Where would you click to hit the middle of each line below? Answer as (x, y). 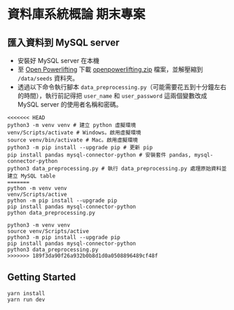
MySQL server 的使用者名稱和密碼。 (70, 105)
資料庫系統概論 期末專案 (76, 14)
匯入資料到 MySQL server (63, 42)
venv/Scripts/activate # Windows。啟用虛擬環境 (74, 133)
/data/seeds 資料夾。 (48, 78)
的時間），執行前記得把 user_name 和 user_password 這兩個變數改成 (112, 96)
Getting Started (42, 277)
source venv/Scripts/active (48, 231)
